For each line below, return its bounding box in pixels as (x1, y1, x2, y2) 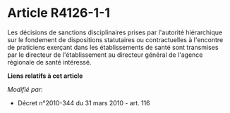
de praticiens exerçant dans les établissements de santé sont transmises (7, 43, 219, 51)
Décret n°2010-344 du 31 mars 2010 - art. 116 (17, 98, 150, 107)
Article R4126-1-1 (7, 5, 111, 21)
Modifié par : (7, 85, 44, 93)
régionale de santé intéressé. (7, 58, 92, 66)
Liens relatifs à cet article (7, 72, 83, 80)
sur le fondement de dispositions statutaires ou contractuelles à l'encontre (7, 35, 224, 44)
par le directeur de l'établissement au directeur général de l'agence (7, 51, 203, 59)
